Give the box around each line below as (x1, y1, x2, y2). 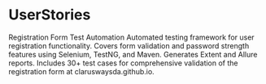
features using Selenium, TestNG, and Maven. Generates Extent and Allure (8, 49, 258, 59)
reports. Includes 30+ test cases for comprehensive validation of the (8, 58, 238, 68)
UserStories (8, 6, 91, 24)
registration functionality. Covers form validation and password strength (8, 40, 250, 50)
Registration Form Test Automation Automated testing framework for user (8, 32, 255, 42)
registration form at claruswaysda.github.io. (8, 66, 155, 76)
